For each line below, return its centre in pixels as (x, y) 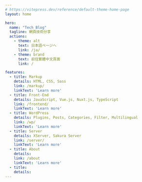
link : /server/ (29, 140)
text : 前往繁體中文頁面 (39, 59)
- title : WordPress (29, 113)
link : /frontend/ (31, 104)
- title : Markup (26, 77)
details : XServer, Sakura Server (48, 136)
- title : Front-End (29, 95)
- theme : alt (27, 41)
